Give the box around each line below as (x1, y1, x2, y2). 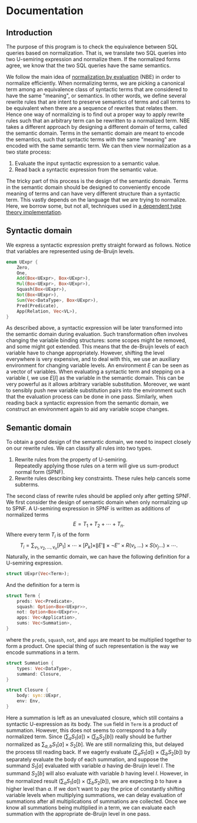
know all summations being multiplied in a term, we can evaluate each (6, 804, 176, 811)
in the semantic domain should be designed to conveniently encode (6, 184, 171, 191)
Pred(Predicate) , (16, 303, 59, 308)
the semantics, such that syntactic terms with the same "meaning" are (6, 136, 176, 142)
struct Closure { (6, 687, 49, 693)
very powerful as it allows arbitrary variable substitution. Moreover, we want (6, 381, 190, 388)
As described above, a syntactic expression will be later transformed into (6, 324, 183, 331)
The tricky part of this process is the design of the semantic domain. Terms (6, 178, 189, 184)
